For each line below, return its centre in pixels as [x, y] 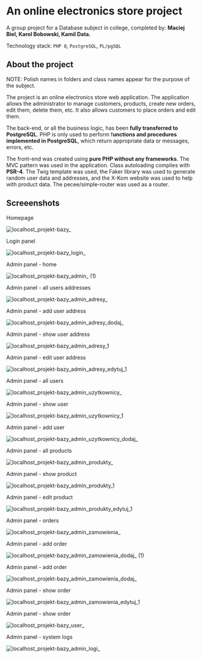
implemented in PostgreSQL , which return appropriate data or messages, [98, 141]
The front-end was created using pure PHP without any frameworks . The [98, 159]
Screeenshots [33, 203]
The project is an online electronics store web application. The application [98, 97]
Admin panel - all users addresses [49, 287]
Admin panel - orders [32, 520]
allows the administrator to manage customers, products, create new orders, [101, 103]
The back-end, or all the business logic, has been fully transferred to [92, 128]
